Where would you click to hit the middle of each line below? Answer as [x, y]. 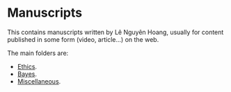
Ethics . [27, 66]
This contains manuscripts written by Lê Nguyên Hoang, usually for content [115, 32]
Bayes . [27, 74]
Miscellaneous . [39, 81]
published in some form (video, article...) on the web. [83, 39]
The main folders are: [38, 53]
